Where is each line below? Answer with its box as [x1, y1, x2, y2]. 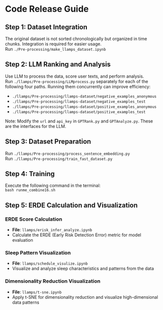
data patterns [12, 299, 40, 305]
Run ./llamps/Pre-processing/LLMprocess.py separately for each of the [5, 78, 148, 84]
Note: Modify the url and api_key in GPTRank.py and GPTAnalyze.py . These [5, 118, 153, 124]
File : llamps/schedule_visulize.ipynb [12, 260, 88, 267]
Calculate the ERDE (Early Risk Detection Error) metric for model [12, 232, 142, 238]
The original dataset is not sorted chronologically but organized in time [5, 36, 147, 41]
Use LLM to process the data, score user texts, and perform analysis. [5, 73, 144, 79]
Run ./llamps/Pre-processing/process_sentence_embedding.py [5, 150, 130, 156]
